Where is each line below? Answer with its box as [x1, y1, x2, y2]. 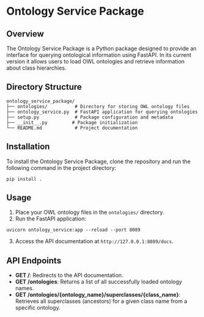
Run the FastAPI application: [15, 215, 87, 222]
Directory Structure [6, 82, 82, 92]
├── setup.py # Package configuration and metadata [6, 114, 173, 120]
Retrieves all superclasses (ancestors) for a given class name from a [15, 297, 188, 305]
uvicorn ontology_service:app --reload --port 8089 [6, 227, 140, 233]
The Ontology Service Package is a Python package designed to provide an [6, 45, 197, 52]
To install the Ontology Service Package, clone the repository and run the [6, 158, 191, 165]
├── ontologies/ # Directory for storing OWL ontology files [6, 103, 190, 109]
